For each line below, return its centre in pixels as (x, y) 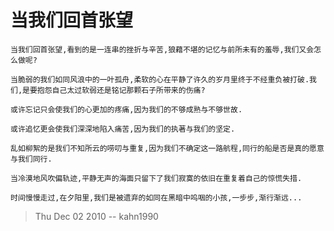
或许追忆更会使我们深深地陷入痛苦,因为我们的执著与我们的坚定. (123, 129)
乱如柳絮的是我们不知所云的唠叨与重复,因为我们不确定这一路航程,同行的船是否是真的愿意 (167, 148)
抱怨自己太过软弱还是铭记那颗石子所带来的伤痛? (121, 90)
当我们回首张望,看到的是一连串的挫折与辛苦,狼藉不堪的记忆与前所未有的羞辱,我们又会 (162, 49)
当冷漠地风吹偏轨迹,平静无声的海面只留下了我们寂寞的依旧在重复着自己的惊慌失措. (156, 178)
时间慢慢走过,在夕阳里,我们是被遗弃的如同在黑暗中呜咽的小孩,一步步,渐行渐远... (156, 197)
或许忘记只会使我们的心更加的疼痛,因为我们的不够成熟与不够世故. (126, 109)
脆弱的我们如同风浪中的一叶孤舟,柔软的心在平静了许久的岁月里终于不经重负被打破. (163, 79)
